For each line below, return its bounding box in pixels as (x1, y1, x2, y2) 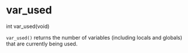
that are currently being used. (6, 40, 78, 47)
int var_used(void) (6, 23, 50, 30)
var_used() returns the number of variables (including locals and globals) (6, 34, 183, 41)
